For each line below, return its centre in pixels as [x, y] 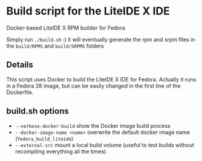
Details [20, 65]
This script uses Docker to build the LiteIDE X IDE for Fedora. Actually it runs [101, 79]
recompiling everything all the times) [60, 151]
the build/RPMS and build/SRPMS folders [55, 46]
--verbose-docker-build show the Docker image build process [93, 125]
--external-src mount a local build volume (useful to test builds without [105, 145]
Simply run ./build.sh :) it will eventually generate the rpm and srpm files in [101, 39]
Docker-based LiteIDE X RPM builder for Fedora [66, 28]
